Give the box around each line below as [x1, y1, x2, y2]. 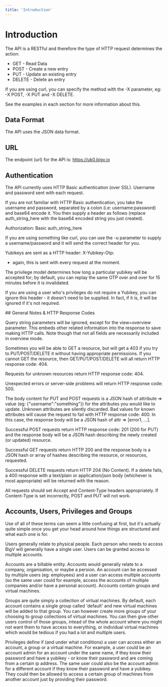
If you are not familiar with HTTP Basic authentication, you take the [5, 200, 143, 205]
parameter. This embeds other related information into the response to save [5, 325, 161, 331]
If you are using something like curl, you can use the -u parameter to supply [5, 235, 161, 241]
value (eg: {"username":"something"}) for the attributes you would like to [5, 401, 156, 407]
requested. [5, 457, 27, 463]
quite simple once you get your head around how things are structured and [5, 526, 159, 532]
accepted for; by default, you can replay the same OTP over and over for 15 [5, 275, 160, 280]
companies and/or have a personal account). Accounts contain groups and [5, 582, 159, 588]
